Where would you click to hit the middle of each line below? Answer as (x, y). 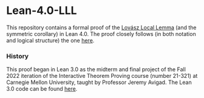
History (18, 56)
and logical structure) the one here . (50, 40)
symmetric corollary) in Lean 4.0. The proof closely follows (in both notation (101, 33)
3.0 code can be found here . (42, 89)
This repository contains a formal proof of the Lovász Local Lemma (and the (101, 27)
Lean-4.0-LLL (42, 11)
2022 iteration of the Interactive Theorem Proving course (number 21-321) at (102, 76)
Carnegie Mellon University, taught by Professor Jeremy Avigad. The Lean (99, 82)
